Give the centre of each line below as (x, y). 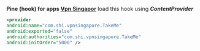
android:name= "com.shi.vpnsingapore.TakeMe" (64, 25)
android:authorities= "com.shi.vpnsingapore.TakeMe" (74, 37)
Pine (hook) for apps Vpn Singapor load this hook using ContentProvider (100, 9)
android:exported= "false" (39, 31)
